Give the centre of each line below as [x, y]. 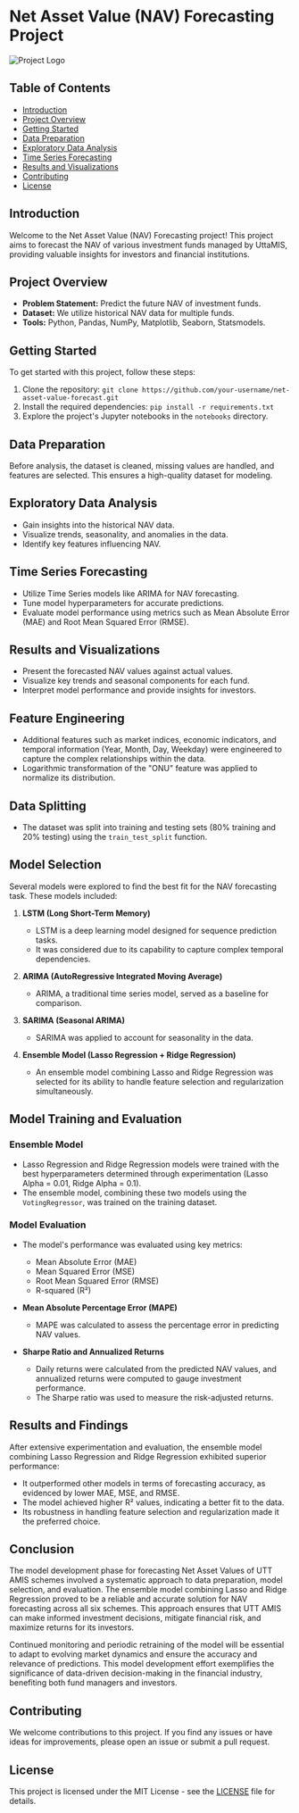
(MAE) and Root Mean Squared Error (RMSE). [105, 621]
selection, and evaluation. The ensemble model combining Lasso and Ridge [148, 1590]
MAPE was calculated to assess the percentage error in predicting [157, 1325]
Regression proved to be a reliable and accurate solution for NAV [129, 1599]
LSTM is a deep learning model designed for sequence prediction [156, 930]
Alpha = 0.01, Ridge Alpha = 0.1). [82, 1183]
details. [23, 1801]
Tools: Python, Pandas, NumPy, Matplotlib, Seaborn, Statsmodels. [144, 322]
